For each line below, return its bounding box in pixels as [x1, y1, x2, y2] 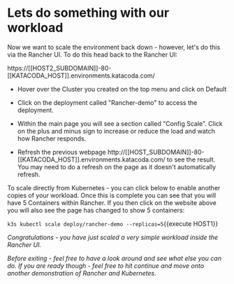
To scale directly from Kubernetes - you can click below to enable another [7, 183, 221, 192]
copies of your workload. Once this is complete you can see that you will [7, 191, 217, 199]
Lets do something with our [7, 5, 170, 21]
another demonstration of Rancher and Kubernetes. [7, 269, 157, 277]
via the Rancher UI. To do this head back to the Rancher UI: [7, 50, 178, 59]
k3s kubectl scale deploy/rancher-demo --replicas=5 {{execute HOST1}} [7, 219, 219, 228]
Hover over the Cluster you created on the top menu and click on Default [17, 85, 227, 93]
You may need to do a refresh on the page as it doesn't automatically [17, 162, 217, 171]
